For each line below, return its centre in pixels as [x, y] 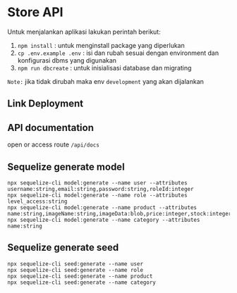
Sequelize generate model [66, 167]
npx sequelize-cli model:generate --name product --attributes [102, 207]
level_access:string [38, 201]
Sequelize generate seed [63, 248]
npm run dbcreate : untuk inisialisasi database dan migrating [104, 68]
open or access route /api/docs [54, 144]
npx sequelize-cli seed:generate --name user [75, 264]
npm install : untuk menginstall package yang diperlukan [101, 45]
